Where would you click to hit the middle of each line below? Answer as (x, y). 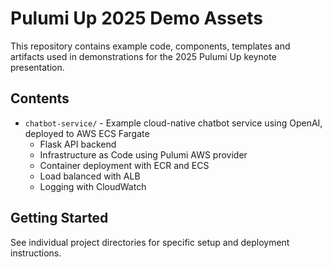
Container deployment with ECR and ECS (124, 165)
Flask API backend (78, 144)
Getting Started (59, 218)
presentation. (37, 67)
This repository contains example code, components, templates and (150, 46)
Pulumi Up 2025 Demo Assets (136, 18)
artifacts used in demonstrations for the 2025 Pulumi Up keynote (143, 56)
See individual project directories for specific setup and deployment (150, 242)
